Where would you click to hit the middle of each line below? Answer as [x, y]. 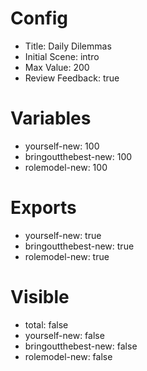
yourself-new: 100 [62, 146]
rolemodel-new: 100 [66, 167]
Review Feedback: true [72, 78]
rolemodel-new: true [67, 256]
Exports [43, 208]
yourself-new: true [63, 235]
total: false [46, 324]
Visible [40, 297]
